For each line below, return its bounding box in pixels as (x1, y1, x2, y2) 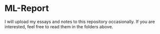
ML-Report (4, 3, 49, 14)
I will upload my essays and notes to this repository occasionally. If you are (4, 19, 155, 24)
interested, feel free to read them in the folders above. (4, 23, 113, 29)
